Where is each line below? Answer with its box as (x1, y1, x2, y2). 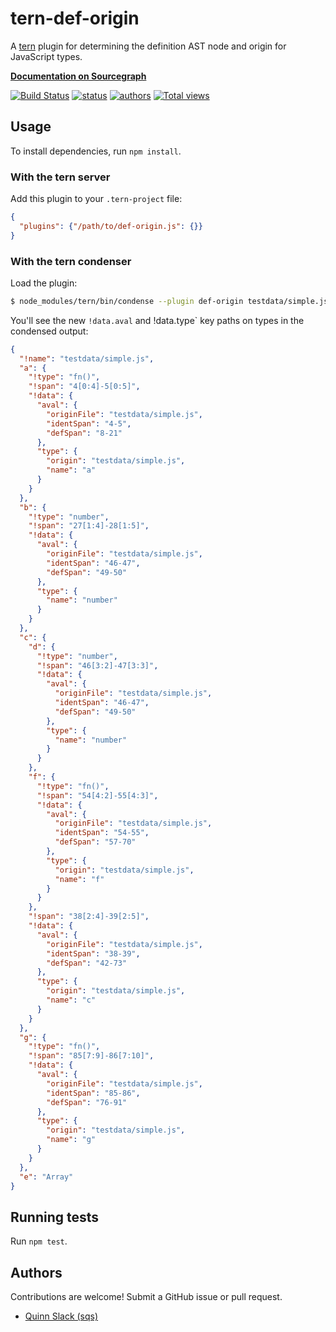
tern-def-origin (10, 7, 140, 30)
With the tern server (10, 170, 111, 184)
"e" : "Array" (19, 1172, 74, 1182)
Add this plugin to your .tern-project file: (10, 193, 183, 205)
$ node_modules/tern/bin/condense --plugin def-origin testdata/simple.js (10, 296, 329, 306)
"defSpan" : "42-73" (46, 958, 128, 968)
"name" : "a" (46, 465, 97, 476)
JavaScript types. (10, 50, 83, 62)
